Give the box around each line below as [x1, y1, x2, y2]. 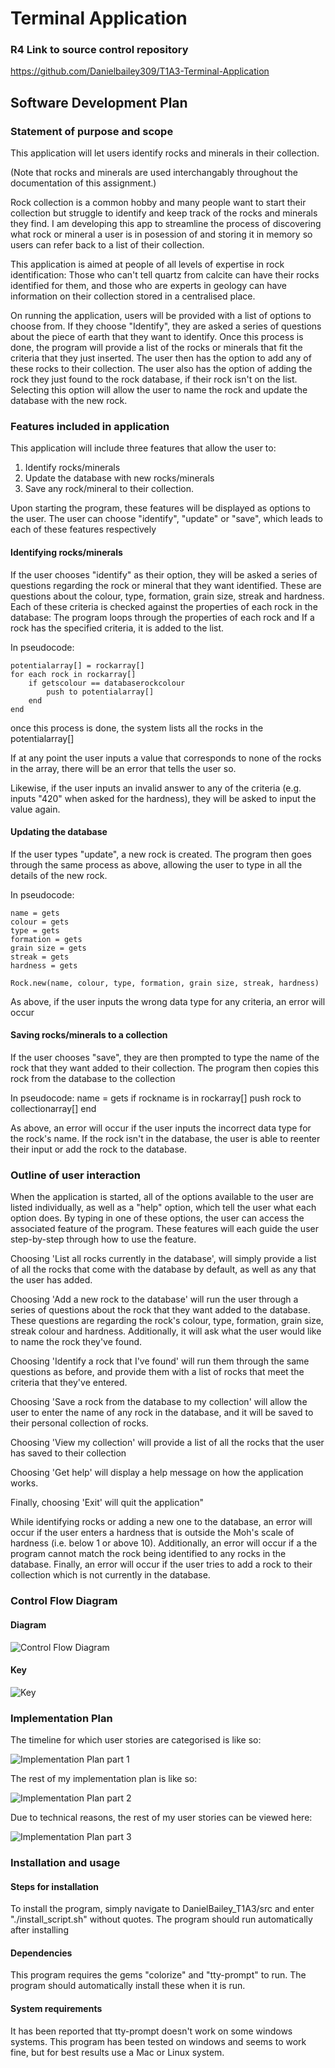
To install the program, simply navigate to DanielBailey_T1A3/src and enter [10, 1903, 315, 1915]
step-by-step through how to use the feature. [10, 1233, 197, 1246]
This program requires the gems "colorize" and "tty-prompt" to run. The [10, 1969, 307, 1981]
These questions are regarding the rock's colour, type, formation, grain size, [10, 1315, 324, 1327]
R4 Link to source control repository [10, 43, 189, 57]
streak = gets [10, 952, 70, 962]
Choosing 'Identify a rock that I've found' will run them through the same [10, 1355, 310, 1367]
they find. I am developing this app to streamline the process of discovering [10, 218, 322, 230]
